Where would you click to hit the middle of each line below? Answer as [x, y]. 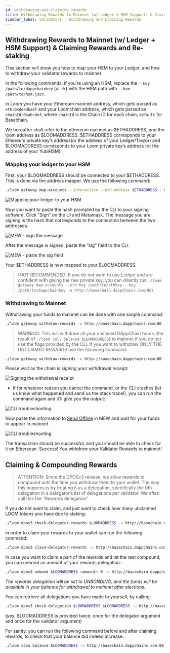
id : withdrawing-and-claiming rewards [46, 10]
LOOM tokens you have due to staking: [46, 514]
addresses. [17, 226]
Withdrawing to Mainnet [36, 303]
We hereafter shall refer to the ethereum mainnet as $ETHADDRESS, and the [85, 130]
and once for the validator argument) [44, 621]
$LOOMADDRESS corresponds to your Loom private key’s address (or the [82, 146]
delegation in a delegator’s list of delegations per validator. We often [89, 493]
